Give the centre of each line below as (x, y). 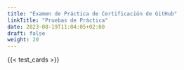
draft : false (26, 33)
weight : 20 (23, 40)
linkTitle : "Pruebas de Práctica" (58, 20)
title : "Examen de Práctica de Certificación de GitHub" (92, 14)
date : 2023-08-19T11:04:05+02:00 (56, 27)
